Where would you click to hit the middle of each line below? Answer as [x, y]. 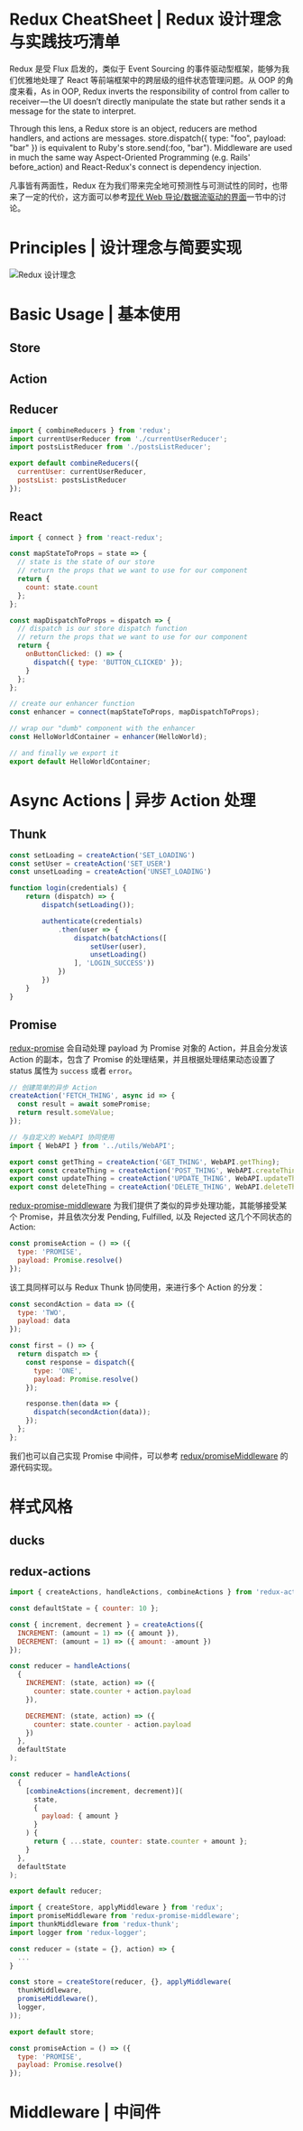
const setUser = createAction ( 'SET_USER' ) [90, 864]
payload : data [44, 1321]
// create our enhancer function [72, 704]
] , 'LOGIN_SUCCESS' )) [114, 963]
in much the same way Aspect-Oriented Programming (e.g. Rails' [130, 157]
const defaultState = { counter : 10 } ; [84, 1608]
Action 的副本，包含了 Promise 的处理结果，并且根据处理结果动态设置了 [142, 1059]
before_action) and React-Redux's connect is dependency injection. [135, 167]
